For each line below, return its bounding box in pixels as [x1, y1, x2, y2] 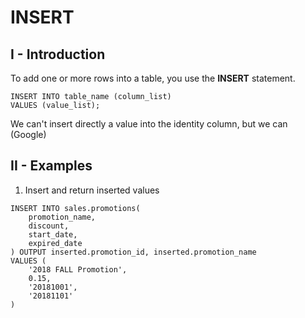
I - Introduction [10, 46, 106, 63]
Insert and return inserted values [24, 184, 160, 196]
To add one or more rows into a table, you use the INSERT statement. [10, 72, 296, 84]
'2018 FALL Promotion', [28, 264, 128, 275]
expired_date [28, 238, 83, 248]
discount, [28, 221, 70, 231]
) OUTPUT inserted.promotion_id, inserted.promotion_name [10, 247, 257, 257]
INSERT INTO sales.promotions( [10, 203, 141, 213]
